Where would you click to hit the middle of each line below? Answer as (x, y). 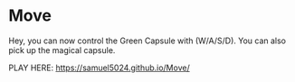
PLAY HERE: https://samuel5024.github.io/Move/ (100, 68)
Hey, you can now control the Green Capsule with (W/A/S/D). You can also (147, 41)
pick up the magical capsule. (62, 50)
